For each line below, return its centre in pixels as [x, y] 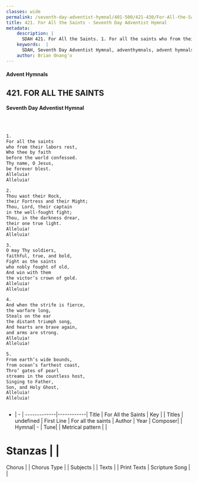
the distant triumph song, [39, 322]
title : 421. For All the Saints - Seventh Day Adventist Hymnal [87, 22]
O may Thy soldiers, [32, 251]
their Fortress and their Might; [47, 201]
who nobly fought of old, [38, 267]
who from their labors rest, [42, 147]
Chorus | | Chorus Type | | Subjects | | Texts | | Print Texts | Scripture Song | [98, 468]
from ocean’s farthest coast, [43, 365]
